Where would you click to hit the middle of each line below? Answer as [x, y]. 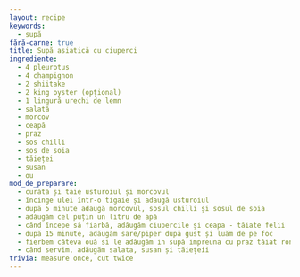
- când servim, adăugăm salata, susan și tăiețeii [113, 250]
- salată [33, 109]
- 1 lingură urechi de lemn [70, 101]
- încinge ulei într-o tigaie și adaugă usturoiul [113, 201]
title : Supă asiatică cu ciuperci [74, 51]
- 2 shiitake [42, 84]
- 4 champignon [46, 76]
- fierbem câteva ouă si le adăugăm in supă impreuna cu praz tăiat [147, 242]
